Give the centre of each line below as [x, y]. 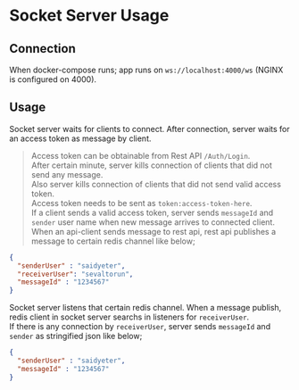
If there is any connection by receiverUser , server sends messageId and [140, 327]
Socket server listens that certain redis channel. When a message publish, [145, 308]
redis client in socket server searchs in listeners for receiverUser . [129, 317]
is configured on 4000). [53, 79]
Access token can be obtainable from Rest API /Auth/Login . [141, 155]
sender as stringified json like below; [76, 336]
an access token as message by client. [80, 138]
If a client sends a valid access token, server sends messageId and [152, 212]
